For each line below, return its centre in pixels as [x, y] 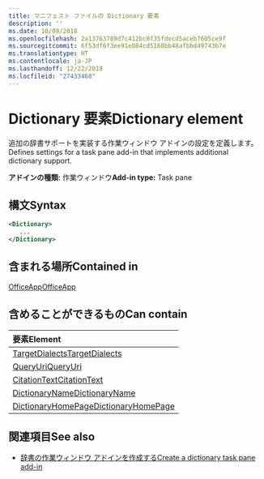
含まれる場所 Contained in [73, 267]
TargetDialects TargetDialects [67, 353]
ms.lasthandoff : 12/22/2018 [56, 69]
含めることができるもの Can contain [98, 314]
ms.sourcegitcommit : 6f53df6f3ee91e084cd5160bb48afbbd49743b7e [117, 46]
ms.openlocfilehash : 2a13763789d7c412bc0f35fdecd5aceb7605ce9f [117, 38]
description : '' [36, 24]
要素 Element [37, 339]
